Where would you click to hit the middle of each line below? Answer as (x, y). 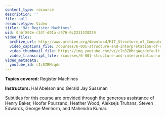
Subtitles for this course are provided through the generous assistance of (80, 98)
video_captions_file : (32, 46)
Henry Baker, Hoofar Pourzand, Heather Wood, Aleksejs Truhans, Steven (79, 103)
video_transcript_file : (34, 56)
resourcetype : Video (26, 23)
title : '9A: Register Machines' (38, 28)
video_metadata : (22, 60)
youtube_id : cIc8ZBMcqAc (35, 65)
